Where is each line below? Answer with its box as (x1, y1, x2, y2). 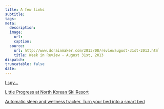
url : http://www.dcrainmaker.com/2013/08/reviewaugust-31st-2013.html (14, 48, 161, 53)
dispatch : (5, 57, 25, 62)
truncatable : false (5, 62, 45, 66)
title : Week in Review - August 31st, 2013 (14, 52, 104, 58)
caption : (14, 39, 32, 44)
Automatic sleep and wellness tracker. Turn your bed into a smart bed (5, 99, 145, 104)
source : (9, 44, 25, 48)
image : (9, 30, 23, 35)
